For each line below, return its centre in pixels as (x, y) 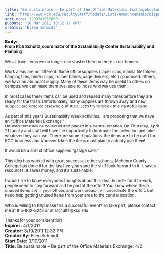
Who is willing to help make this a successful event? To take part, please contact (80, 205)
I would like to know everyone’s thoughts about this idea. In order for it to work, (79, 181)
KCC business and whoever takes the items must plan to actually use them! (75, 141)
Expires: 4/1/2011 (22, 226)
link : (10, 14)
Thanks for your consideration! (34, 221)
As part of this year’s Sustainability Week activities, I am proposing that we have (80, 116)
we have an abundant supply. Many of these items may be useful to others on (78, 82)
